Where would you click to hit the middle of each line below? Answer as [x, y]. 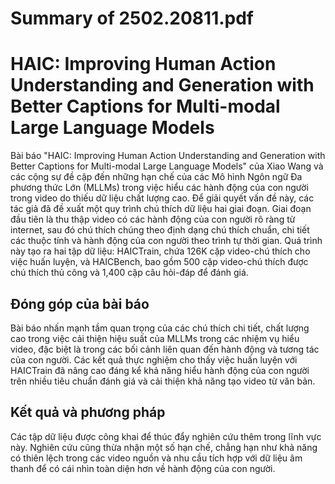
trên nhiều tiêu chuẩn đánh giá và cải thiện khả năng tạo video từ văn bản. [163, 381]
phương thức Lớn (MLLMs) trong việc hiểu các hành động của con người [159, 188]
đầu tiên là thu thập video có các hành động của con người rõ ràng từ [153, 219]
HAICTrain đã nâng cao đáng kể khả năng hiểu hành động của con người [160, 370]
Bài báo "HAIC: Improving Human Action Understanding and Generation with [168, 156]
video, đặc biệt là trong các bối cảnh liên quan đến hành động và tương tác [165, 349]
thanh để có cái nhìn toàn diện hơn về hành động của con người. [143, 468]
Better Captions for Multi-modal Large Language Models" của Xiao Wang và [167, 166]
